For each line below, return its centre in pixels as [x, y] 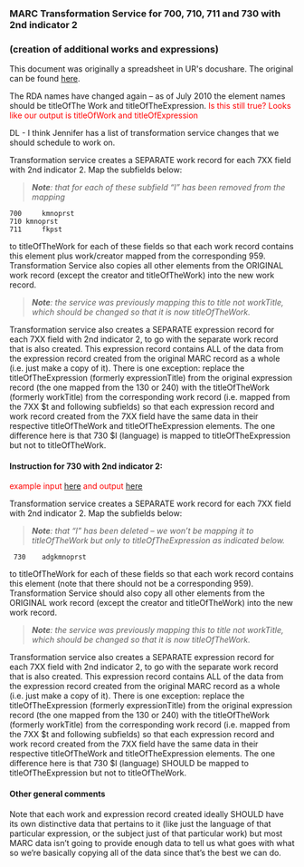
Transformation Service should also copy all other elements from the [137, 593]
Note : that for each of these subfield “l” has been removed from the [158, 188]
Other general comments [57, 794]
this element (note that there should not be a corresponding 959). [132, 584]
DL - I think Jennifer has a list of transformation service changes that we [144, 133]
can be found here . [45, 79]
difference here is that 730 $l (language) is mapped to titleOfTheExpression [150, 436]
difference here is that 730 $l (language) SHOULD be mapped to [129, 764]
